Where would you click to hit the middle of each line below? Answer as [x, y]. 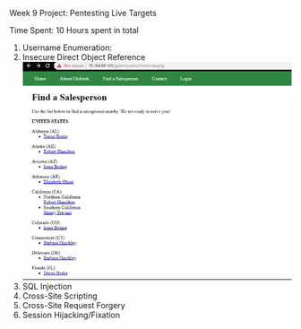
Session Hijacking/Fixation [71, 315]
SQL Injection [47, 287]
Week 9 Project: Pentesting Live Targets [83, 13]
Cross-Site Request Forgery [73, 306]
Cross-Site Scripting [60, 296]
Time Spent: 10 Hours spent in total [74, 30]
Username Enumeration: [67, 48]
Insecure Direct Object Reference [84, 57]
